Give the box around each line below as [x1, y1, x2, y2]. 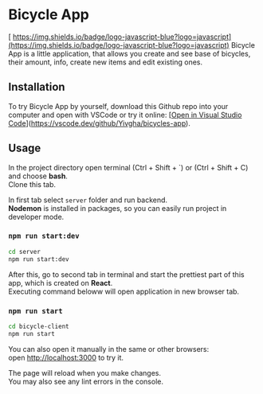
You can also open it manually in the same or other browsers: [8, 344, 210, 353]
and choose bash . [8, 171, 68, 181]
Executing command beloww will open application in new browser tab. [8, 287, 240, 296]
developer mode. [8, 212, 65, 221]
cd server [8, 248, 41, 256]
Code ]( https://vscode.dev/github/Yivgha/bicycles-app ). [8, 118, 191, 128]
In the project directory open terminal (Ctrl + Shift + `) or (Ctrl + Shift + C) [8, 162, 249, 172]
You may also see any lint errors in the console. [8, 376, 163, 386]
